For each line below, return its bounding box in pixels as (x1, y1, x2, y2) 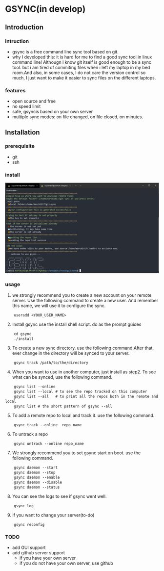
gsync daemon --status (14, 485, 60, 490)
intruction (5, 38, 29, 45)
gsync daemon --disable (14, 480, 62, 485)
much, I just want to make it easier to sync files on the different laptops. (12, 75, 156, 80)
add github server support (12, 550, 65, 556)
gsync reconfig (14, 522, 45, 527)
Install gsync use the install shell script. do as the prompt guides (12, 321, 142, 327)
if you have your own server (19, 555, 76, 561)
